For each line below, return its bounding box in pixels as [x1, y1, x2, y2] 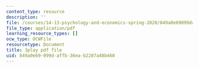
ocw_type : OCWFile [6, 36, 52, 42]
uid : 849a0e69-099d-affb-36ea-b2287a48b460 [6, 53, 115, 59]
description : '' [6, 14, 46, 20]
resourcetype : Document [6, 42, 65, 48]
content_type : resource [6, 8, 65, 15]
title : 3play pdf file [6, 47, 62, 53]
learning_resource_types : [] [6, 31, 78, 37]
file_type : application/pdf [6, 25, 76, 31]
